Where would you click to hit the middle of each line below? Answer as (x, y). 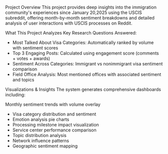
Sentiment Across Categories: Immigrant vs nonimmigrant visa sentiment (87, 64)
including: (15, 95)
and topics (23, 80)
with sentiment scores (35, 48)
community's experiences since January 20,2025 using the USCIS (74, 12)
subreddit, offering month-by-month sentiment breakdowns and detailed (80, 18)
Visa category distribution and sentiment (54, 114)
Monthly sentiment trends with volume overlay (53, 104)
